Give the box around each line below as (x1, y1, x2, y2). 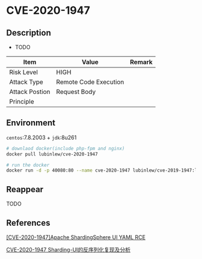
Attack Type (9, 78, 43, 86)
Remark (130, 58, 153, 66)
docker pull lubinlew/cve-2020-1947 (6, 151, 98, 157)
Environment (6, 118, 56, 128)
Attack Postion (9, 88, 50, 96)
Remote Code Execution (56, 78, 124, 86)
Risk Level (9, 68, 38, 76)
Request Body (56, 88, 96, 96)
